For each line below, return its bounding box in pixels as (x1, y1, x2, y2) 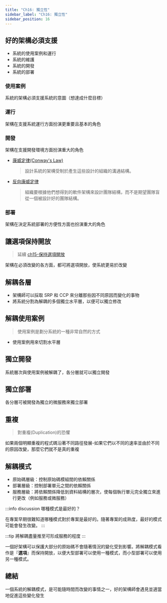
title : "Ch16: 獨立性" (5, 7, 50, 12)
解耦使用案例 (5, 314, 45, 323)
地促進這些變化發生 (5, 592, 45, 598)
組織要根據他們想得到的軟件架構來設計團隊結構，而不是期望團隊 (24, 189, 156, 195)
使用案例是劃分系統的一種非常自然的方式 (17, 328, 100, 334)
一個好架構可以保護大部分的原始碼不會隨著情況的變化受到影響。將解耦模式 (5, 544, 158, 550)
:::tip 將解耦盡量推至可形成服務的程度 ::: (5, 533, 86, 539)
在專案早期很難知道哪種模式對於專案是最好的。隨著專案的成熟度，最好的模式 (5, 516, 162, 522)
